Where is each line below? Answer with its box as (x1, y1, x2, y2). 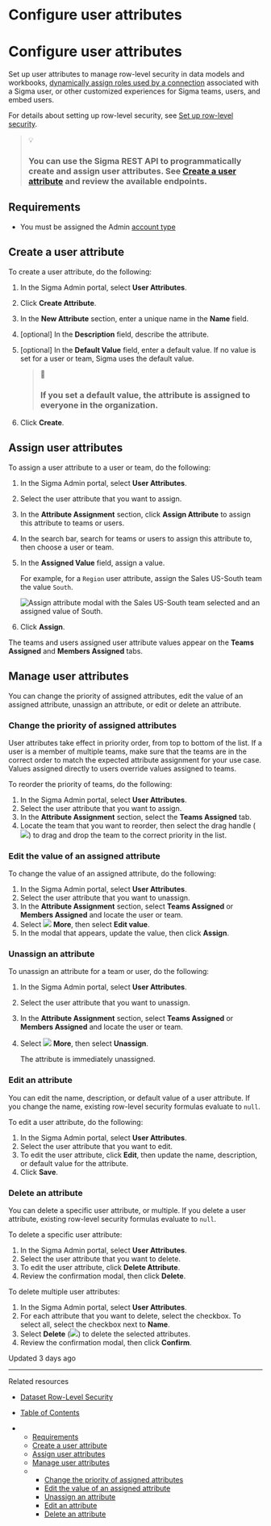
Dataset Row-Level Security (19, 1392, 114, 1402)
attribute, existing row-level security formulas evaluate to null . (8, 1215, 216, 1224)
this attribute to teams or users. (19, 518, 125, 528)
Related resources (8, 1377, 69, 1386)
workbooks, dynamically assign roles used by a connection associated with (8, 78, 260, 88)
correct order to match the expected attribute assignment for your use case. (8, 755, 262, 764)
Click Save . (19, 1167, 59, 1177)
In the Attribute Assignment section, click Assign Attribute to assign (19, 509, 252, 519)
